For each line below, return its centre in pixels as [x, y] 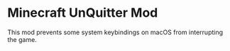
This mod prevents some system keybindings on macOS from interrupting [115, 32]
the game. [22, 39]
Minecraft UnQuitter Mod [83, 13]
